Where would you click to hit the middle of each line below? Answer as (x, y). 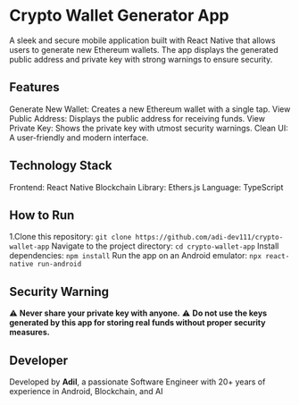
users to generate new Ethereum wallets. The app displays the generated (144, 49)
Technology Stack (61, 166)
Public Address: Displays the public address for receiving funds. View (137, 118)
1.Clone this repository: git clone (71, 237)
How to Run (42, 215)
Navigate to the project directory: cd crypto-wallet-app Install (165, 246)
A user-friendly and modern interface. (79, 137)
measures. (30, 333)
